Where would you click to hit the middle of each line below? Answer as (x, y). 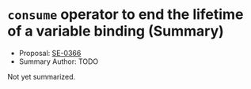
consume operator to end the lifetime (125, 15)
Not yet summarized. (42, 76)
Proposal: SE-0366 (50, 53)
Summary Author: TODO (59, 61)
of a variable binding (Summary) (116, 31)
